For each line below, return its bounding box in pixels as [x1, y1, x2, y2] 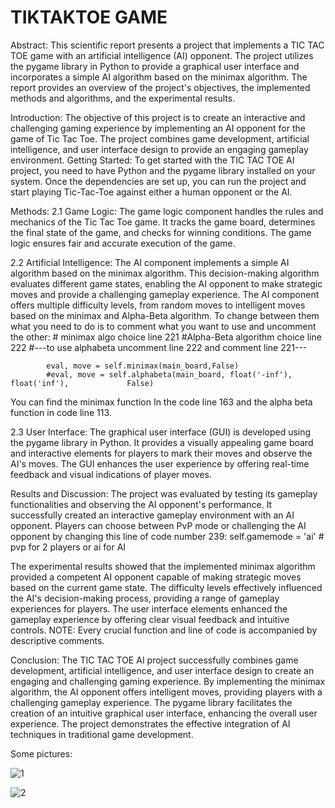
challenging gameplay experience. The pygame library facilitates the [10, 696, 293, 708]
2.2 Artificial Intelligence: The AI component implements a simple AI [10, 256, 290, 268]
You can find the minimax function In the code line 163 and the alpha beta [10, 396, 313, 408]
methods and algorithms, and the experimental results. [10, 92, 236, 104]
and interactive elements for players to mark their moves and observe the [10, 447, 313, 459]
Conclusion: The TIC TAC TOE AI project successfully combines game [10, 654, 299, 666]
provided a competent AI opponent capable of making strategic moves [10, 571, 302, 583]
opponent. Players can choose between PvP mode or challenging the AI [10, 519, 307, 531]
